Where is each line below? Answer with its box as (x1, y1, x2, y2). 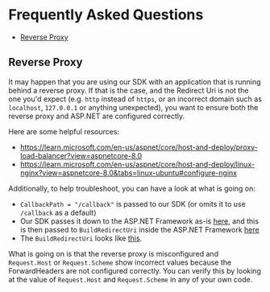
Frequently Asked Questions (8, 6, 204, 24)
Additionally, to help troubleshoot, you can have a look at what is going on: (8, 183, 256, 193)
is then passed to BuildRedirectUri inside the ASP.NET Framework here (19, 224, 260, 234)
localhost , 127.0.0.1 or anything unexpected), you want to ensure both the (8, 102, 259, 112)
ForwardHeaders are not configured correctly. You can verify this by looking (8, 265, 262, 275)
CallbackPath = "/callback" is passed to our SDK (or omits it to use (19, 199, 246, 208)
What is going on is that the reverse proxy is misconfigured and (8, 249, 219, 258)
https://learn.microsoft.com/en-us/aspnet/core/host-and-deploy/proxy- (19, 142, 258, 152)
